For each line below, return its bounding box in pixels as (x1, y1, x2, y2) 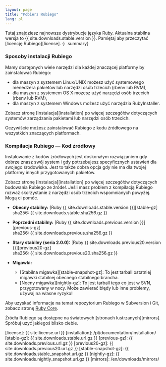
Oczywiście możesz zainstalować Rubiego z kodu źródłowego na (5, 124, 139, 130)
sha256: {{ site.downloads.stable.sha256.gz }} (12, 209, 108, 216)
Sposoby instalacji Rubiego (5, 53, 72, 60)
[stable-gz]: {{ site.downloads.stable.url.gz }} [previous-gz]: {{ (5, 335, 133, 341)
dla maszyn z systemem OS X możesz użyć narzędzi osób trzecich (12, 90, 150, 96)
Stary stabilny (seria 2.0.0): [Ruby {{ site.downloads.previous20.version (12, 239, 161, 245)
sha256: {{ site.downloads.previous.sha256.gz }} (12, 230, 112, 236)
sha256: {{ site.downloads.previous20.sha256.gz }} (12, 250, 118, 256)
